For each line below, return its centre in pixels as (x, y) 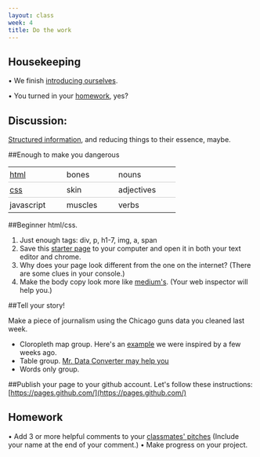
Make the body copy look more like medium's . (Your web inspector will (134, 282)
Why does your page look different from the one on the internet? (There (135, 265)
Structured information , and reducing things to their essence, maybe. (119, 139)
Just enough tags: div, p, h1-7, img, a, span (88, 240)
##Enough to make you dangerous (64, 155)
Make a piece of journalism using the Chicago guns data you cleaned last (126, 320)
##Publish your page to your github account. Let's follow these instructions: (130, 384)
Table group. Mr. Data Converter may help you (94, 361)
